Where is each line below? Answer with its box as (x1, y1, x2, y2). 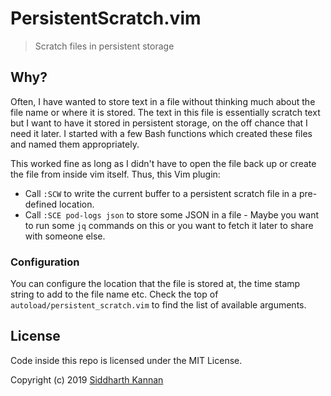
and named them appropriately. (10, 138, 140, 150)
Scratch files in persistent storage (34, 40, 175, 52)
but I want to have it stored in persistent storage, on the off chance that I (10, 117, 308, 129)
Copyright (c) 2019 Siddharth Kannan (10, 373, 164, 386)
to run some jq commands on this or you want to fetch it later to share (24, 219, 314, 231)
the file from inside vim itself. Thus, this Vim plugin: (10, 168, 221, 180)
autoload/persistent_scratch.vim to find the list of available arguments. (10, 299, 307, 311)
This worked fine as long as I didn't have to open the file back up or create (10, 157, 317, 169)
